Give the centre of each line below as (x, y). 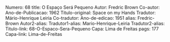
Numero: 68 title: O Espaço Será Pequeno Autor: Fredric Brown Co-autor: (82, 7)
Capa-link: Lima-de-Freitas (34, 34)
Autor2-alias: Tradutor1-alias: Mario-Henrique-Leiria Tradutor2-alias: (92, 23)
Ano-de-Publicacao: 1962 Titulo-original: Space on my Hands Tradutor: (81, 13)
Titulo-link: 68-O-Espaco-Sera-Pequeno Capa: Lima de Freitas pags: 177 (82, 29)
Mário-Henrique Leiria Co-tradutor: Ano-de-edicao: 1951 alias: (71, 18)
